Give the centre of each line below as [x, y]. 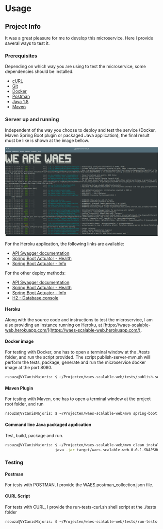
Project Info [23, 26]
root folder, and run [24, 404]
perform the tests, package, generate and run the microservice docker [76, 362]
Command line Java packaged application [48, 424]
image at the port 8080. [29, 368]
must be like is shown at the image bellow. [47, 140]
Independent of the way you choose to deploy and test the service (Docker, [81, 130]
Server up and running [32, 120]
